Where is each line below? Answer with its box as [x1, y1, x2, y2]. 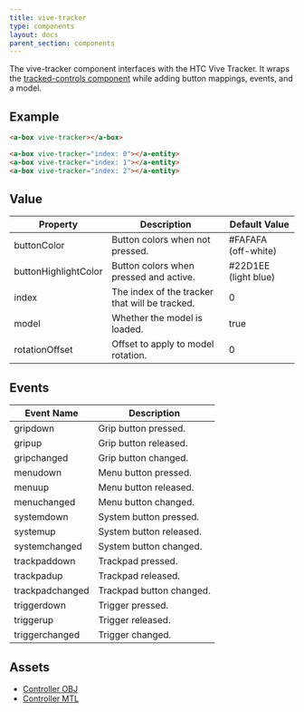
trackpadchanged [14, 584, 90, 597]
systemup [14, 525, 56, 538]
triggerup [14, 614, 54, 627]
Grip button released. [98, 437, 188, 450]
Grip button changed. [98, 452, 189, 464]
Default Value [229, 219, 290, 231]
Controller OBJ [22, 684, 79, 694]
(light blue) [228, 271, 276, 284]
